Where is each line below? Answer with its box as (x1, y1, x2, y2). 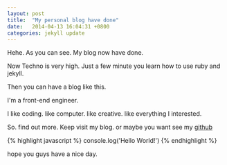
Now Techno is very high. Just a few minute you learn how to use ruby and (7, 62, 221, 70)
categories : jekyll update (7, 29, 85, 37)
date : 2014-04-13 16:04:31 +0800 (7, 23, 110, 30)
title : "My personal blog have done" (7, 17, 119, 24)
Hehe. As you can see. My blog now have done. (7, 49, 144, 57)
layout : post (7, 10, 45, 17)
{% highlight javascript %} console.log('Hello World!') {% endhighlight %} (7, 137, 217, 145)
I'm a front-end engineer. (7, 96, 78, 105)
